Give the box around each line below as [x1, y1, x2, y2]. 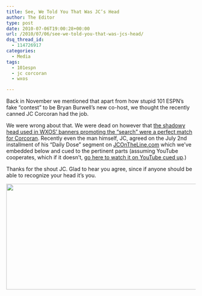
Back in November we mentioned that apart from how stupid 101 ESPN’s [6, 97, 185, 105]
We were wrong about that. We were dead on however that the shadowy [6, 122, 186, 129]
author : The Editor [6, 14, 55, 20]
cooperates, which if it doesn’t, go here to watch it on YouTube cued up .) [6, 154, 187, 161]
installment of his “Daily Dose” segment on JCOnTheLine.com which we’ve [6, 141, 192, 148]
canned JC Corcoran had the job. [6, 110, 89, 118]
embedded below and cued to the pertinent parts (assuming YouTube [6, 148, 179, 155]
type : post [6, 20, 34, 26]
